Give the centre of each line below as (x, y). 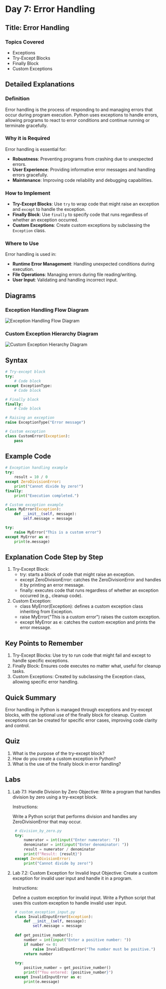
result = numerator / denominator (60, 850)
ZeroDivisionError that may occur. (47, 822)
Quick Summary (31, 697)
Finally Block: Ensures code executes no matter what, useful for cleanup (86, 666)
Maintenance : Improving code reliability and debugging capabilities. (83, 180)
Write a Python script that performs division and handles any (75, 816)
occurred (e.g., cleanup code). (51, 596)
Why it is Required (28, 138)
